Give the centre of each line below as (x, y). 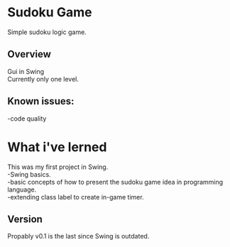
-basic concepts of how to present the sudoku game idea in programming (115, 182)
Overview (29, 54)
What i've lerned (57, 147)
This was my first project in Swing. (58, 167)
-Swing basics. (29, 174)
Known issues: (41, 101)
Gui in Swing (26, 71)
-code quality (27, 119)
